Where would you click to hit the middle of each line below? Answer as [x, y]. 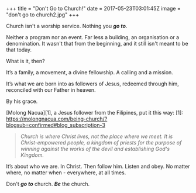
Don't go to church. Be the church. [48, 184]
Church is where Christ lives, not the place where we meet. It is [97, 136]
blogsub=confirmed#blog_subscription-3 [56, 125]
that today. [19, 50]
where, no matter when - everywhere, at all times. [66, 173]
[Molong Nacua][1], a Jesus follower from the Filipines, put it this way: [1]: [94, 113]
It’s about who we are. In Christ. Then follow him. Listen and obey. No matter [98, 166]
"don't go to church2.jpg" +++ [43, 15]
